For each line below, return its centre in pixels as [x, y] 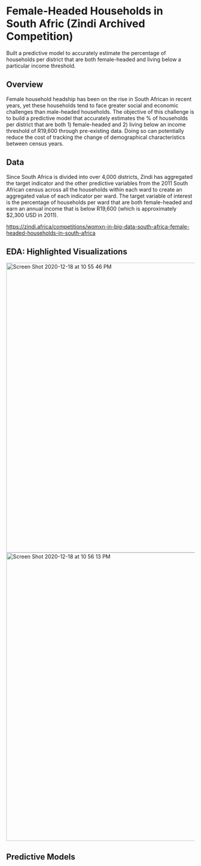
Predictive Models [41, 857]
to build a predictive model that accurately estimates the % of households [97, 118]
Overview [25, 85]
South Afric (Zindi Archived [76, 24]
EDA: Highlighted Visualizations [67, 252]
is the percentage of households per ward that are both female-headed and [99, 202]
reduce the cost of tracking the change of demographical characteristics [96, 137]
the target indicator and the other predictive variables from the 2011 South [97, 183]
